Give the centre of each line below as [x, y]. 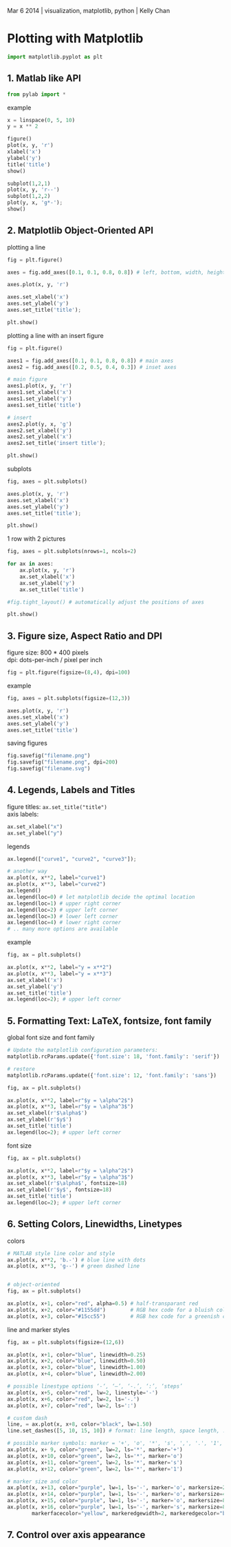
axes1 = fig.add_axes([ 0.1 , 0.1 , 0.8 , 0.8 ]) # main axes [90, 361]
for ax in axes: [30, 564]
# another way [27, 871]
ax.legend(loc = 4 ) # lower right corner [64, 923]
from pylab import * [37, 94]
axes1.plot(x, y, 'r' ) [40, 386]
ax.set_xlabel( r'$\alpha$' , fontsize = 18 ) [67, 1184]
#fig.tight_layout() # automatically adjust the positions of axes [106, 602]
